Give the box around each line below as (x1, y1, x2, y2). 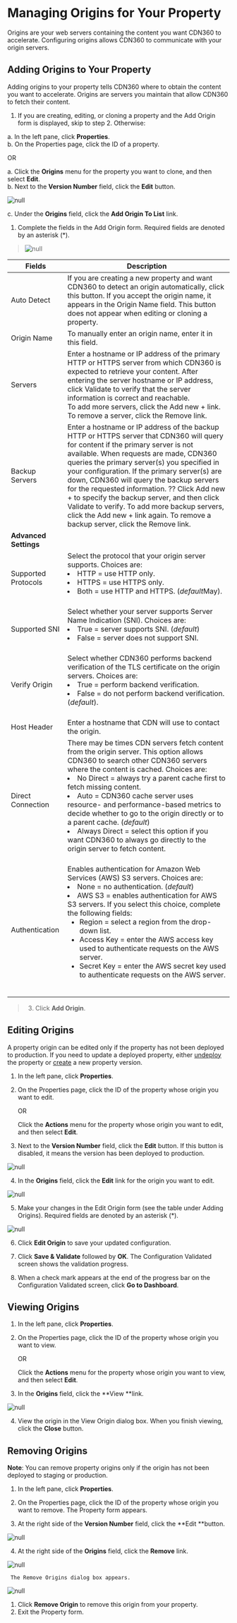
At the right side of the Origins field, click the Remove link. (17, 1547, 188, 1555)
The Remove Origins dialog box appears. (10, 1574, 131, 1581)
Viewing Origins (7, 1301, 80, 1313)
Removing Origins (7, 1444, 88, 1456)
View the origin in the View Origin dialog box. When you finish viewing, (17, 1417, 224, 1425)
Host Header (11, 722, 53, 732)
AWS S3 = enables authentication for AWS (77, 891, 217, 900)
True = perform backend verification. (77, 680, 200, 689)
